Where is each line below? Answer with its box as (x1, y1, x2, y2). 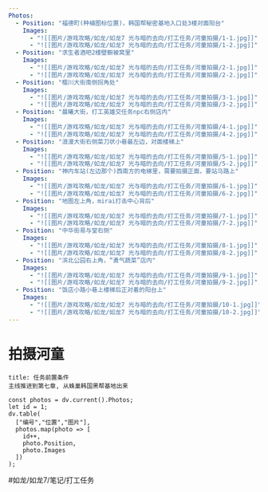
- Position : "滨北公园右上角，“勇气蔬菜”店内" (15, 256, 156, 264)
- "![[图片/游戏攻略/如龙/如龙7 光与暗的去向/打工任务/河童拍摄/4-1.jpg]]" (29, 123, 258, 131)
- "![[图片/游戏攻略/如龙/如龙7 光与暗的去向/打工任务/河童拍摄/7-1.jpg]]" (29, 212, 258, 220)
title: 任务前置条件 (8, 373, 69, 381)
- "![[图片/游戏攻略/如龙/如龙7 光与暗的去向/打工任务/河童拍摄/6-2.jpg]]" (29, 189, 258, 198)
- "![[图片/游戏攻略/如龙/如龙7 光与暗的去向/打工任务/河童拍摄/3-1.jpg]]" (29, 93, 258, 101)
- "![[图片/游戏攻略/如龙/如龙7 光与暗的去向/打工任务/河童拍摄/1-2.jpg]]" (29, 41, 258, 49)
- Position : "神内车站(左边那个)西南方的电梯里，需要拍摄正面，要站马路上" (15, 167, 239, 175)
